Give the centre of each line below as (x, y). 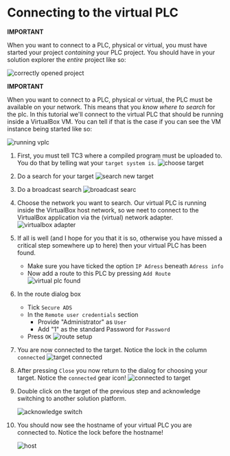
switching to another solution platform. (72, 398)
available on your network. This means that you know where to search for (111, 107)
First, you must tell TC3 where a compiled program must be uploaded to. (120, 155)
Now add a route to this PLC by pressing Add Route (99, 273)
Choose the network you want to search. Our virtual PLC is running (112, 203)
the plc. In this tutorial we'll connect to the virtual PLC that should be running (115, 114)
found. (26, 252)
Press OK (39, 336)
